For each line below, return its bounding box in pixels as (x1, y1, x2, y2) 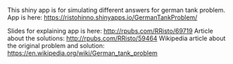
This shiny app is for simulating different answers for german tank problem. (7, 6, 226, 14)
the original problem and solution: (7, 42, 105, 49)
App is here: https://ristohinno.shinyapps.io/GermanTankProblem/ (7, 13, 198, 22)
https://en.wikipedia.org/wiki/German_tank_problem (7, 49, 158, 57)
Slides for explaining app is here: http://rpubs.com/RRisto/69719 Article (7, 27, 213, 35)
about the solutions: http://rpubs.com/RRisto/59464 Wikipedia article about (7, 34, 226, 42)
